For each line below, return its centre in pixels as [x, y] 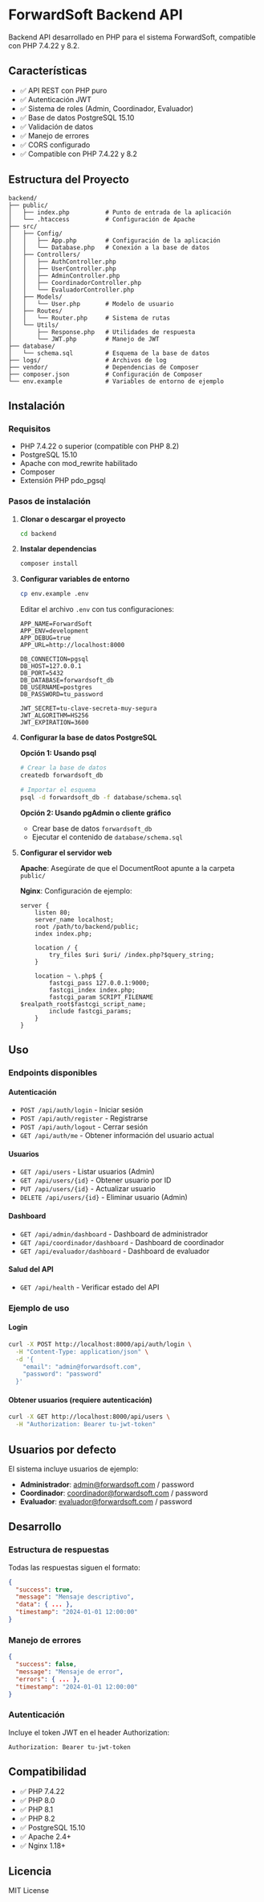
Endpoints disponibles [53, 1072]
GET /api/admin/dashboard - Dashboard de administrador [114, 1234]
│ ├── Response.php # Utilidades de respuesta [102, 332]
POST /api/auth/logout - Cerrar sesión [84, 1127]
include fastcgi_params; [91, 1011]
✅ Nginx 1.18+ [43, 1846]
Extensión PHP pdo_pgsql [63, 481]
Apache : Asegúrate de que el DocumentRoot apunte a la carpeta [127, 868]
